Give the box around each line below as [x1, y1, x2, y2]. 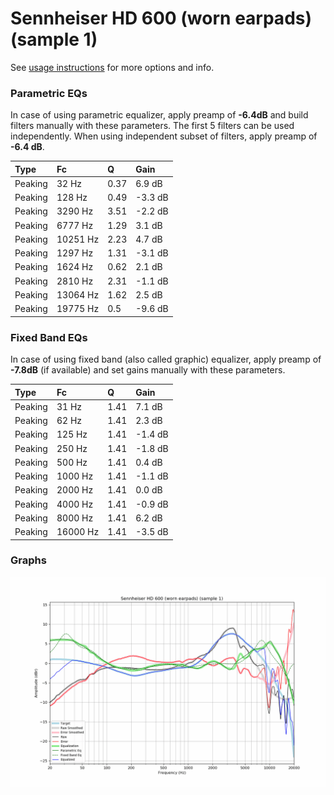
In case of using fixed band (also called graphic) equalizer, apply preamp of [10, 353, 322, 366]
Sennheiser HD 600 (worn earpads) [10, 7, 313, 30]
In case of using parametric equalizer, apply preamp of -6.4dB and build [10, 109, 309, 121]
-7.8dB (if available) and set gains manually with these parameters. [10, 364, 286, 376]
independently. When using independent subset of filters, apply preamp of [10, 130, 318, 142]
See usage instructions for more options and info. [10, 61, 215, 73]
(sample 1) [10, 28, 98, 51]
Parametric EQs [10, 86, 88, 100]
